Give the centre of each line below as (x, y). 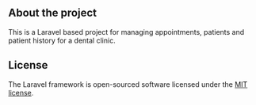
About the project (53, 13)
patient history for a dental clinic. (62, 40)
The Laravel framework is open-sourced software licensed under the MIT (128, 84)
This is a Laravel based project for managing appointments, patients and (126, 32)
